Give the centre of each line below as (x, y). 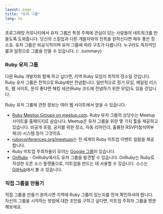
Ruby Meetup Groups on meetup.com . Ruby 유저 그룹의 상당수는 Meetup (83, 115)
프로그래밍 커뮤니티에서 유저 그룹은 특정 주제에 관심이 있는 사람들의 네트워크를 (79, 33)
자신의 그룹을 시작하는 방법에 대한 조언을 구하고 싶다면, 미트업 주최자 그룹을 (76, 200)
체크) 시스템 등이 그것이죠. (37, 133)
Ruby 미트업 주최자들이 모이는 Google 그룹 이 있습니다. (64, 151)
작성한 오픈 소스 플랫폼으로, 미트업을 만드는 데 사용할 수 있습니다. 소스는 (80, 163)
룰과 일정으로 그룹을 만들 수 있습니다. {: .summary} (54, 51)
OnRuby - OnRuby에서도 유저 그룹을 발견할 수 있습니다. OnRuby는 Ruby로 (83, 157)
